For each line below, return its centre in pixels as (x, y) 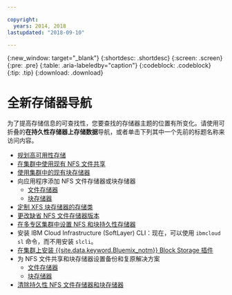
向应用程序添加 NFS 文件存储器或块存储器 (76, 181)
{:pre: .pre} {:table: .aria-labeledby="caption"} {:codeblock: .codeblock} (109, 66)
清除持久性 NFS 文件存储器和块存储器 (70, 285)
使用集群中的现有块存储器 (54, 173)
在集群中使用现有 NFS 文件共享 (61, 164)
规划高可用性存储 (41, 155)
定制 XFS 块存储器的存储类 (55, 207)
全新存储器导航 (50, 103)
